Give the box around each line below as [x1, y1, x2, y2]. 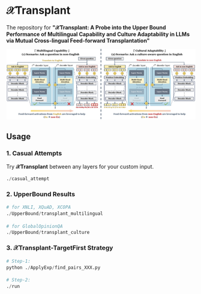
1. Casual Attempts [6, 149, 62, 158]
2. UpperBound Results [6, 190, 76, 198]
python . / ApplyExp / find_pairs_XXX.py [6, 265, 101, 271]
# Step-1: [6, 258, 31, 264]
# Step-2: [6, 277, 31, 283]
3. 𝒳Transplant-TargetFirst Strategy [6, 244, 113, 252]
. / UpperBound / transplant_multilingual [6, 211, 103, 217]
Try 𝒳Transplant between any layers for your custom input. [6, 163, 154, 170]
